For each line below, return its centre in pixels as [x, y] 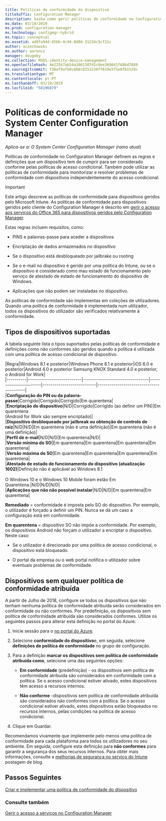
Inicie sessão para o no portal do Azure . [53, 631]
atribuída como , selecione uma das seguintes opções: [68, 661]
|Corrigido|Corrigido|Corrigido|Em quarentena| [66, 401]
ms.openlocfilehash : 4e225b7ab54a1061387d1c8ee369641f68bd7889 [72, 65]
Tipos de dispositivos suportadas [58, 332]
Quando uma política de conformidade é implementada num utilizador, [77, 306]
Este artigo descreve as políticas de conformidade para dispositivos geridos [83, 197]
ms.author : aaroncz [25, 51]
